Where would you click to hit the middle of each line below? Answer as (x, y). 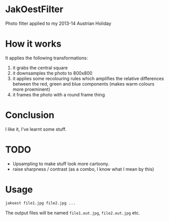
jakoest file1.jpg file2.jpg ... (40, 203)
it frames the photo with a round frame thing (59, 94)
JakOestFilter (34, 9)
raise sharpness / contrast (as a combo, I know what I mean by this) (83, 169)
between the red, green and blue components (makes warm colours (83, 84)
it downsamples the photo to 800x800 (52, 73)
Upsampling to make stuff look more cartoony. (61, 164)
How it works (33, 44)
